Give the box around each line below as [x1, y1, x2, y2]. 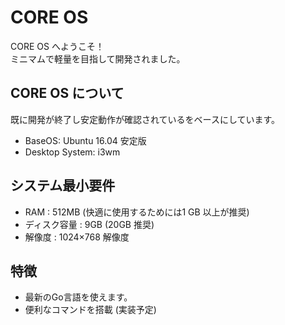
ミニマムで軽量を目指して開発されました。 [10, 52, 186, 65]
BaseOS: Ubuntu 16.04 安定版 [24, 134, 147, 146]
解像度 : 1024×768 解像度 [24, 231, 130, 243]
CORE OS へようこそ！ [10, 40, 105, 52]
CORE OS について [10, 85, 125, 102]
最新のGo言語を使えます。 [24, 291, 133, 303]
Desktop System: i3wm [24, 146, 121, 158]
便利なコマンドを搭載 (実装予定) [24, 304, 157, 316]
